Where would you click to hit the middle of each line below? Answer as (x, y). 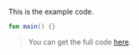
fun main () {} (32, 27)
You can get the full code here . (80, 42)
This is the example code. (51, 12)
